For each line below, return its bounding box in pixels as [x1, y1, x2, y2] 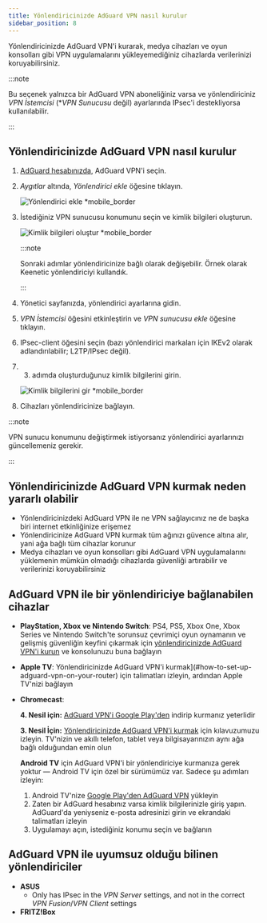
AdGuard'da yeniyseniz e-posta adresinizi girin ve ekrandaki [31, 807, 231, 817]
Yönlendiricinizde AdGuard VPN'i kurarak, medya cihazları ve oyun [8, 41, 228, 50]
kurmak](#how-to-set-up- [165, 661, 252, 672]
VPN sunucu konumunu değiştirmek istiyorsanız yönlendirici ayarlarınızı [8, 433, 244, 442]
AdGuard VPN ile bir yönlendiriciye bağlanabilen [8, 587, 254, 601]
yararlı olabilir [8, 492, 78, 505]
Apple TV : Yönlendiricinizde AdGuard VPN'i [19, 661, 165, 672]
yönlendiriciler [8, 861, 82, 874]
